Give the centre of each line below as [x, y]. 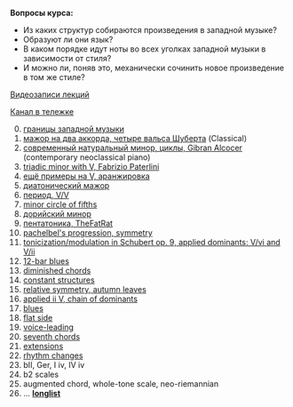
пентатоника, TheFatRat [68, 223]
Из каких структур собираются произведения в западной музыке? [150, 30]
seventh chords [51, 336]
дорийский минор [57, 214]
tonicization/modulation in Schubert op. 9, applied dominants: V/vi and [151, 242]
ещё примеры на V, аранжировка [86, 176]
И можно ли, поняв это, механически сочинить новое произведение [154, 68]
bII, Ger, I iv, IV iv [54, 365]
